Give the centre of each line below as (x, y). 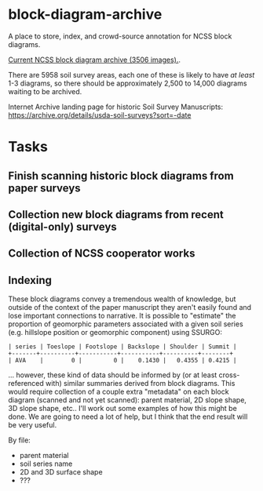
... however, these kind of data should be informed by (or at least (113, 375)
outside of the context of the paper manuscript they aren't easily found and (130, 307)
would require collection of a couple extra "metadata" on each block (119, 392)
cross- (229, 375)
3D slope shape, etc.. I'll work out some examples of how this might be (122, 409)
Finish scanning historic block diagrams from (121, 175)
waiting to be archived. (45, 91)
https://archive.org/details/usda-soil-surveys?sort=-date (100, 115)
